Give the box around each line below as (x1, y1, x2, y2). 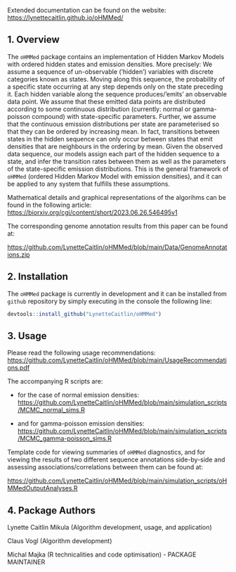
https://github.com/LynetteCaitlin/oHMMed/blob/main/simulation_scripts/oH (7, 476, 228, 485)
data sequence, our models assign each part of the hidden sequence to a (7, 149, 220, 158)
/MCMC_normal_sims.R (17, 406, 86, 414)
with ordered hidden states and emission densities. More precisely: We (7, 60, 213, 68)
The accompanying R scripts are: (7, 377, 103, 386)
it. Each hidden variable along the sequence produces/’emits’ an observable (7, 89, 227, 98)
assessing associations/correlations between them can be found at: (7, 463, 204, 471)
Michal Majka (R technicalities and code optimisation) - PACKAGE (7, 550, 197, 559)
